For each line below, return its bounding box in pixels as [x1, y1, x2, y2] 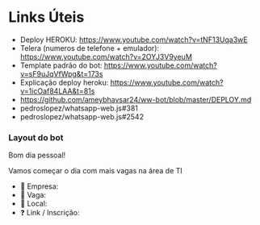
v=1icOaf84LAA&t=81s [19, 85, 95, 96]
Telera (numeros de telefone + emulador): [19, 43, 160, 52]
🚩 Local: [19, 198, 48, 209]
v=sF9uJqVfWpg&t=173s [19, 69, 103, 78]
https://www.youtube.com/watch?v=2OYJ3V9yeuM [19, 52, 192, 61]
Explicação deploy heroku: [19, 77, 109, 87]
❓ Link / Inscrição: [19, 208, 80, 218]
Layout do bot [8, 131, 64, 143]
